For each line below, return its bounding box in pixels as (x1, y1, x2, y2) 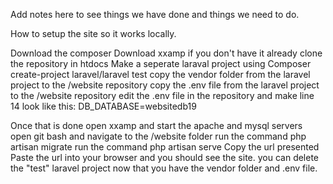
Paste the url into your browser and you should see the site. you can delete (10, 152, 320, 163)
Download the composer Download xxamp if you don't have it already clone (10, 47, 323, 59)
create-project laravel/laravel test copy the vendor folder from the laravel (10, 69, 311, 80)
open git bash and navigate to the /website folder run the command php (10, 130, 307, 142)
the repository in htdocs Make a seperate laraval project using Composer (10, 58, 312, 69)
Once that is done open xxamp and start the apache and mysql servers (10, 120, 303, 131)
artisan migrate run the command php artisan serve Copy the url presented (10, 141, 320, 153)
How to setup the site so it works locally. (10, 28, 177, 39)
